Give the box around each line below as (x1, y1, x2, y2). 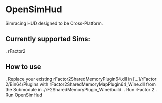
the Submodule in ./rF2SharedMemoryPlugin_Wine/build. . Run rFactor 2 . (5, 86, 157, 92)
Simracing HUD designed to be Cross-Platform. (5, 20, 103, 26)
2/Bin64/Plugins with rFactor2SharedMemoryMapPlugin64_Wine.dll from (5, 81, 156, 87)
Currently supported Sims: (5, 35, 90, 43)
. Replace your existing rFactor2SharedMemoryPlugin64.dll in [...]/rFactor (5, 76, 157, 82)
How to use (5, 63, 41, 71)
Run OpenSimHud (5, 92, 43, 98)
